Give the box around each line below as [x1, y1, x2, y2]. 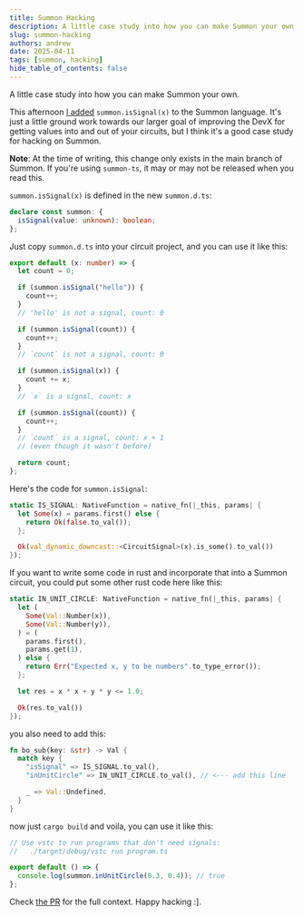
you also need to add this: [9, 728, 106, 739]
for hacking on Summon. [9, 135, 102, 146]
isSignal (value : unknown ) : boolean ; [17, 215, 156, 225]
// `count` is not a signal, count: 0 [17, 350, 165, 360]
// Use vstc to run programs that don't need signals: [9, 838, 221, 847]
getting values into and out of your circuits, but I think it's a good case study [9, 125, 294, 136]
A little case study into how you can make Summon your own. [9, 88, 240, 100]
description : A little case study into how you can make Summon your [9, 22, 279, 31]
